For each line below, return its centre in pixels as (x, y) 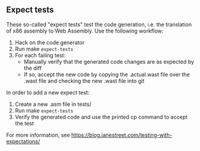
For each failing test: (40, 55)
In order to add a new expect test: (48, 92)
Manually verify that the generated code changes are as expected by (109, 61)
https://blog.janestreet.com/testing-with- (122, 135)
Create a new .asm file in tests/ (53, 104)
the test (24, 123)
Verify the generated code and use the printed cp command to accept (101, 117)
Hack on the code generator (50, 42)
